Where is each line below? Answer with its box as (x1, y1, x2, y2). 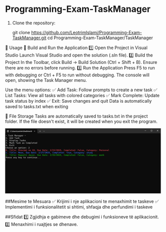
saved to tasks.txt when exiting (5, 103, 68, 110)
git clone (12, 29, 31, 35)
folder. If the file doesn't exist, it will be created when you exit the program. (5, 118, 158, 124)
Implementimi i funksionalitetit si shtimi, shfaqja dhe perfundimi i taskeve (5, 204, 153, 210)
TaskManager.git (12, 35, 47, 41)
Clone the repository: (12, 20, 56, 26)
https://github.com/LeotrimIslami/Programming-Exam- (31, 29, 142, 35)
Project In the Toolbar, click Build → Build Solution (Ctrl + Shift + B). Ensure (5, 59, 157, 65)
